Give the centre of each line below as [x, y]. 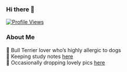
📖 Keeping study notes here [40, 56]
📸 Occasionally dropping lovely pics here [56, 62]
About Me [21, 37]
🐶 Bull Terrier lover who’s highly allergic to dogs [64, 50]
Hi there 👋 [21, 9]
